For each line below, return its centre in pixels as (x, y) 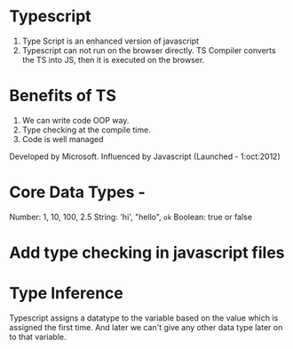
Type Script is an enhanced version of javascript (111, 41)
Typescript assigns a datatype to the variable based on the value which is (144, 318)
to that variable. (38, 337)
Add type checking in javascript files (147, 253)
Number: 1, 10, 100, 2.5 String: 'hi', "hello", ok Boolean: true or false (131, 217)
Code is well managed (63, 139)
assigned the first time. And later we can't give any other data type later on (146, 327)
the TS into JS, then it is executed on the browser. (113, 59)
